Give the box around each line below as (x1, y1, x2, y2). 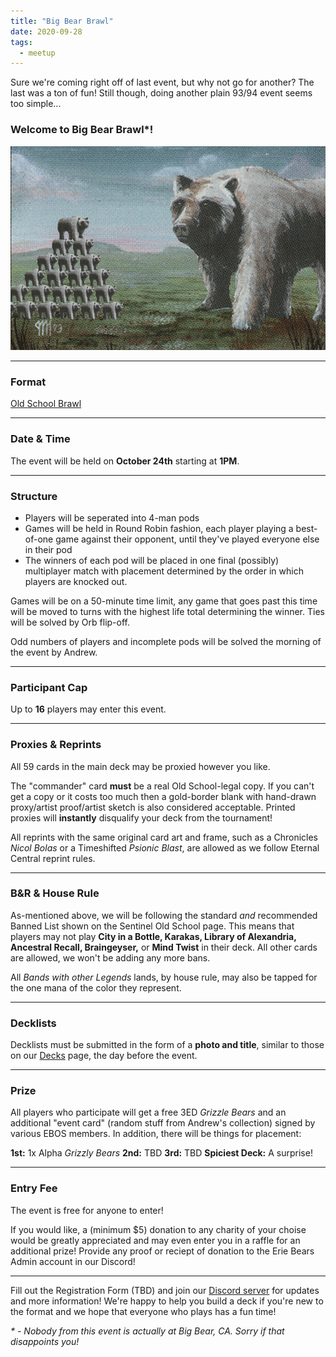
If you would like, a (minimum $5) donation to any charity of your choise (10, 1223, 307, 1235)
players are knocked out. (24, 575, 128, 587)
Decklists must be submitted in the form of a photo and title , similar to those (10, 1039, 325, 1051)
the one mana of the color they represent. (10, 981, 182, 994)
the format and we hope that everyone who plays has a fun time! (10, 1305, 277, 1317)
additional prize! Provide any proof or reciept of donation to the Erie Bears (10, 1245, 315, 1257)
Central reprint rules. (10, 852, 96, 864)
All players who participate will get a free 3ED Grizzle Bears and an (10, 1106, 287, 1119)
